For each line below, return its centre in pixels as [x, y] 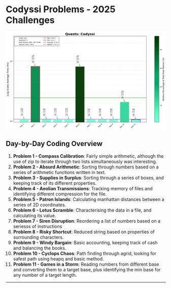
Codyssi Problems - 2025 [61, 9]
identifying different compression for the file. [60, 194]
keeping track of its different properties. [55, 183]
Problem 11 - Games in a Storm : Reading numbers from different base [86, 264]
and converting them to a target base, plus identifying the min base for [87, 269]
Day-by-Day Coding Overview [54, 144]
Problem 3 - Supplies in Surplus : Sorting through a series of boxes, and [88, 178]
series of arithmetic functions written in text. [59, 172]
